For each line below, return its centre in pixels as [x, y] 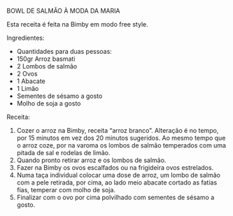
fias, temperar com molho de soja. [66, 190]
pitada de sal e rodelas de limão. [63, 153]
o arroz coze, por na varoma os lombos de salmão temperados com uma [121, 145]
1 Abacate [31, 81]
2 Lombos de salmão [47, 66]
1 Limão [28, 88]
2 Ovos [27, 74]
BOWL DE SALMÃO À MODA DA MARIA [63, 11]
